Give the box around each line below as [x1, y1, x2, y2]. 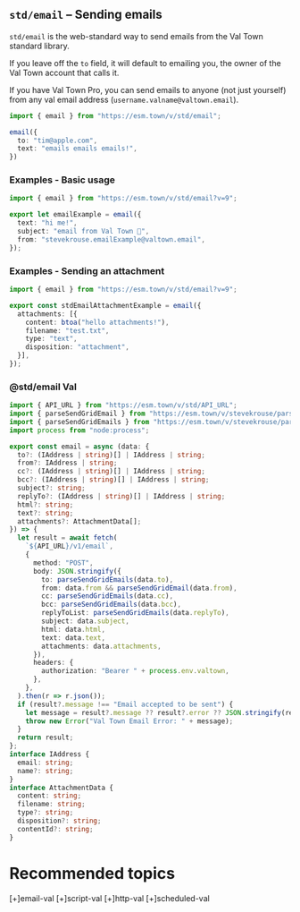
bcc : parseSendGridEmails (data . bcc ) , [41, 600, 181, 609]
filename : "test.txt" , [25, 326, 110, 335]
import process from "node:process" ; [9, 425, 150, 435]
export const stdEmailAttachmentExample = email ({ [9, 301, 202, 310]
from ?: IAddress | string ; [17, 458, 118, 468]
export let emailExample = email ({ [9, 210, 142, 219]
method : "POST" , [32, 558, 94, 567]
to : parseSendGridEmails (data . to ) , [41, 575, 174, 584]
